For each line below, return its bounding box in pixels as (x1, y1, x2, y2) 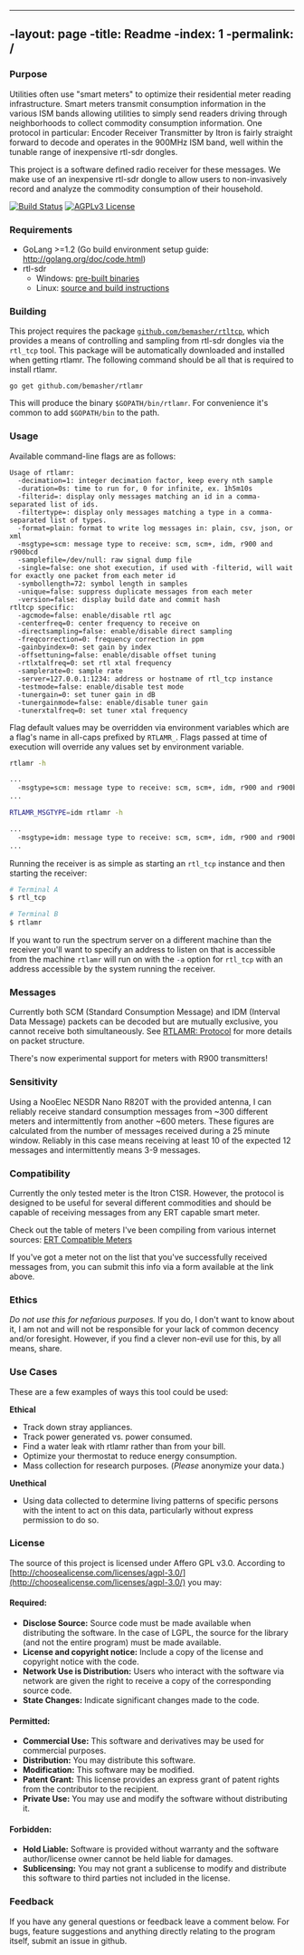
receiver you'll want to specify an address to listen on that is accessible (9, 944, 276, 955)
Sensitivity (9, 1076, 59, 1089)
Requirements (9, 223, 73, 236)
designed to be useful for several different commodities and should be (9, 1197, 271, 1208)
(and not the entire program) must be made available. (22, 1637, 222, 1648)
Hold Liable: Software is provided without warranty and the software (22, 1844, 279, 1854)
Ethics (9, 1293, 38, 1306)
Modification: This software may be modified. (22, 1765, 195, 1776)
